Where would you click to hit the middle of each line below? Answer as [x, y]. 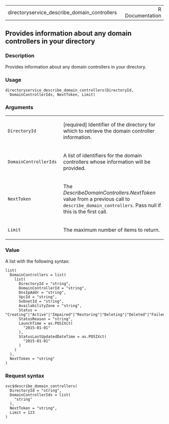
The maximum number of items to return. [111, 230]
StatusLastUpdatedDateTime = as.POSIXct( [63, 337]
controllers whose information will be [107, 162]
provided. [74, 168]
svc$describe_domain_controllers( [41, 386]
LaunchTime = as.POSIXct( [46, 323]
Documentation [143, 16]
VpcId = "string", [38, 297]
